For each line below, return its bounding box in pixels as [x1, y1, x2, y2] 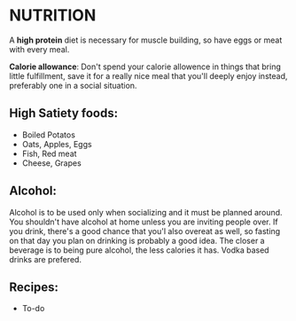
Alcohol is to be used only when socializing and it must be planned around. [9, 207, 283, 217]
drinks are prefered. [9, 254, 82, 264]
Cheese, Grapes [21, 157, 82, 168]
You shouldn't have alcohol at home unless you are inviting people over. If [9, 216, 278, 227]
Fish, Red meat [21, 148, 77, 159]
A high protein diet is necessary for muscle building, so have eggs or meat [9, 35, 283, 45]
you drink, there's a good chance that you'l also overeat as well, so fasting [9, 225, 281, 236]
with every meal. [9, 43, 70, 54]
